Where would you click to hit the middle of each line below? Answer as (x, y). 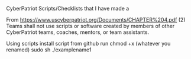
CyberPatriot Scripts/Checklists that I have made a (68, 8)
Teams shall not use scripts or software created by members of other (90, 26)
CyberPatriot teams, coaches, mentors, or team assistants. (78, 32)
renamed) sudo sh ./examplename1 (49, 50)
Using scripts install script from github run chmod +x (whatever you (88, 44)
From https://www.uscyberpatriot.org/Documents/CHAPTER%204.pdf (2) (96, 20)
